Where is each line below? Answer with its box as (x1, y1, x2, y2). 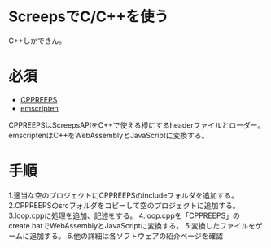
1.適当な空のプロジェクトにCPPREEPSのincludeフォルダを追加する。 (8, 190, 238, 200)
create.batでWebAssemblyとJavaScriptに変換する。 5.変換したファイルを (8, 220, 256, 230)
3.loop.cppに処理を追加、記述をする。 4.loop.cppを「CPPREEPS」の (8, 211, 240, 220)
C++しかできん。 (8, 36, 67, 46)
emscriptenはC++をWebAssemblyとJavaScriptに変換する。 (8, 130, 209, 140)
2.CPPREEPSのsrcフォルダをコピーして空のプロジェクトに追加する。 (8, 200, 240, 210)
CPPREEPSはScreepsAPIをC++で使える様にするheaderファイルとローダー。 (8, 120, 265, 130)
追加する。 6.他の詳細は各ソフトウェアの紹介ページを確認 (29, 231, 224, 241)
